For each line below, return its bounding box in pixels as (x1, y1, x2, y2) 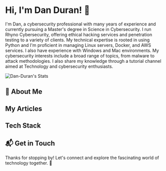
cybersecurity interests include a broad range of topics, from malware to (5, 52, 155, 59)
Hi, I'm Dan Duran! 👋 (5, 4, 90, 16)
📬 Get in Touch (5, 139, 55, 148)
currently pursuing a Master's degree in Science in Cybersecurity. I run (5, 26, 151, 32)
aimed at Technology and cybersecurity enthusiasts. (5, 63, 113, 69)
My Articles (5, 104, 42, 113)
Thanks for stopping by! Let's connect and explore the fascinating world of (5, 155, 159, 161)
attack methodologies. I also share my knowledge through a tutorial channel (5, 58, 161, 64)
